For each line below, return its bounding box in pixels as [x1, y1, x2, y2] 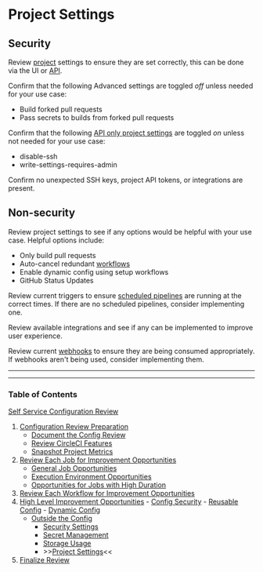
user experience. [8, 331, 63, 341]
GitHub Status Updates [19, 275, 94, 285]
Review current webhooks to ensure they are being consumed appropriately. [8, 346, 255, 355]
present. [8, 184, 35, 193]
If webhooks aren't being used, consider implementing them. [8, 355, 205, 364]
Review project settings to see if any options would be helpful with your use [8, 227, 252, 236]
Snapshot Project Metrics [31, 447, 113, 457]
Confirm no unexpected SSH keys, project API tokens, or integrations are [8, 175, 243, 184]
